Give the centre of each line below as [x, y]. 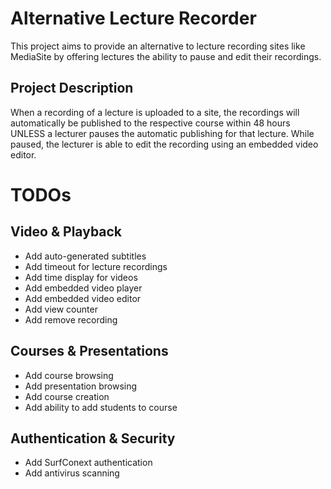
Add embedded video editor [83, 298]
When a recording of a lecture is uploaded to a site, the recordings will [155, 112]
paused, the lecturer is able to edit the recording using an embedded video [164, 144]
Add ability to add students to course [101, 407]
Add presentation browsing [81, 386]
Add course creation [67, 396]
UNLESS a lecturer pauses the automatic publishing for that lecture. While [162, 133]
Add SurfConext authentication [88, 463]
